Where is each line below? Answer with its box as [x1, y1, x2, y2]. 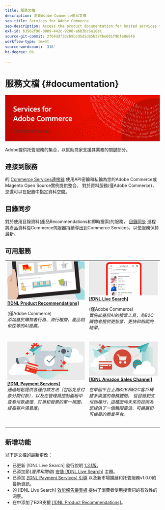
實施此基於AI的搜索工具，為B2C [89, 312, 154, 318]
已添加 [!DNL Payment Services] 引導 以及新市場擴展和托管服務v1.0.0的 [12, 475, 156, 481]
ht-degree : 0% [5, 49, 34, 54]
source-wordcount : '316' [5, 44, 56, 49]
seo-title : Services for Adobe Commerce [5, 18, 89, 23]
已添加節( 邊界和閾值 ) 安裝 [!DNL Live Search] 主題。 [12, 469, 118, 474]
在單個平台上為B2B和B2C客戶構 [89, 386, 154, 392]
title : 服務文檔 [5, 8, 35, 13]
